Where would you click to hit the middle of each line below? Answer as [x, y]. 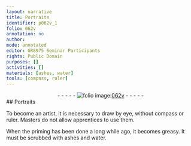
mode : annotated [26, 45]
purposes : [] [22, 62]
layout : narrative [29, 12]
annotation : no [25, 34]
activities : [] [25, 67]
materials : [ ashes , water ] [40, 73]
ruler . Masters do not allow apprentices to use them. [70, 120]
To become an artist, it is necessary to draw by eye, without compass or [95, 114]
